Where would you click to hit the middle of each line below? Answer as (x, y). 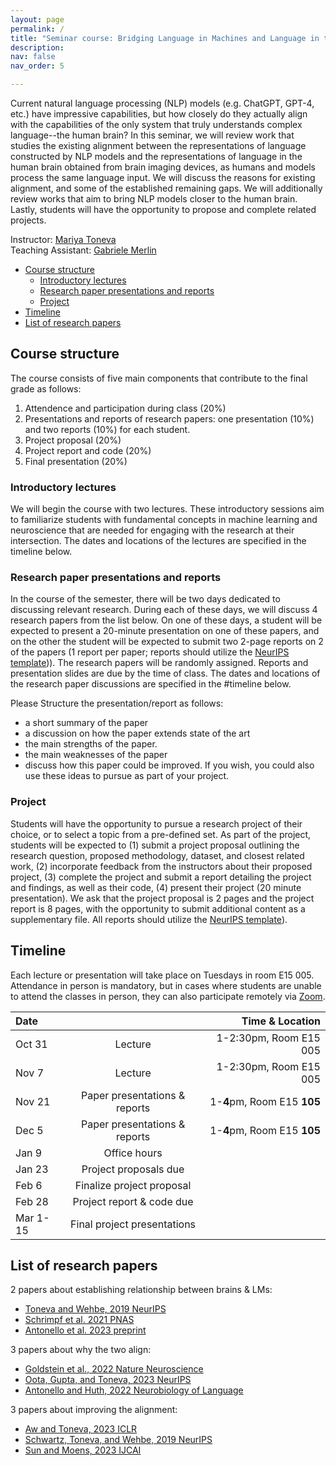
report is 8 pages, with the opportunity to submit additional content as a (158, 908)
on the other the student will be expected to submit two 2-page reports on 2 (167, 642)
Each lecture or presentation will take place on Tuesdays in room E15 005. (162, 975)
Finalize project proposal (133, 1185)
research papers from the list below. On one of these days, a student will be (166, 620)
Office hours (133, 1153)
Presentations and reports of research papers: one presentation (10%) (169, 418)
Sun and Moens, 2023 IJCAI (83, 1450)
